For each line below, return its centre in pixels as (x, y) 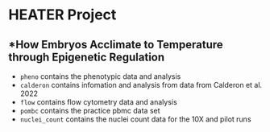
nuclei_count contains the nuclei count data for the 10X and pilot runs (135, 119)
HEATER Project (62, 15)
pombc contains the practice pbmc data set (90, 111)
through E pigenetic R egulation (87, 57)
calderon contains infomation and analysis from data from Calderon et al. (141, 85)
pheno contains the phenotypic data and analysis (100, 76)
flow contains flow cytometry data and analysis (98, 102)
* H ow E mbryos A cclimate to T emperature (116, 45)
